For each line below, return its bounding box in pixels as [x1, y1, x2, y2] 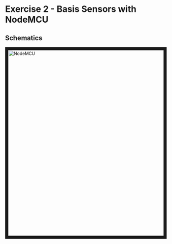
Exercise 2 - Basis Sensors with [5, 3, 137, 15]
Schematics [5, 34, 43, 42]
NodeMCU [5, 14, 49, 25]
